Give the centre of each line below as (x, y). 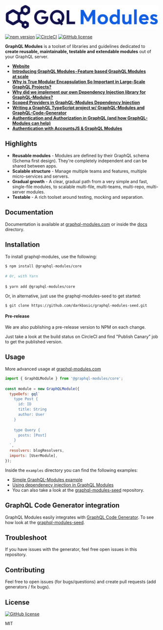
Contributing (25, 570)
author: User (31, 415)
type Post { (26, 399)
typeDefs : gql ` (25, 394)
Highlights (21, 144)
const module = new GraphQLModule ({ (42, 389)
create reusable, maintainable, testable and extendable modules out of (78, 52)
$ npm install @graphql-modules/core (43, 266)
